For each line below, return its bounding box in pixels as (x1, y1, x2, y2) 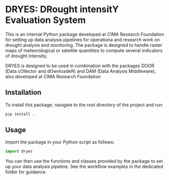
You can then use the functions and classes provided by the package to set (5, 158, 163, 164)
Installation (5, 88, 42, 97)
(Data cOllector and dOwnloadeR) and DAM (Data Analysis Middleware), (5, 68, 156, 74)
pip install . (5, 111, 36, 116)
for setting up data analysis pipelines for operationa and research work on (5, 37, 160, 43)
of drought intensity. (5, 52, 48, 59)
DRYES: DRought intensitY (5, 4, 119, 15)
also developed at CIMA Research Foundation (5, 73, 101, 79)
